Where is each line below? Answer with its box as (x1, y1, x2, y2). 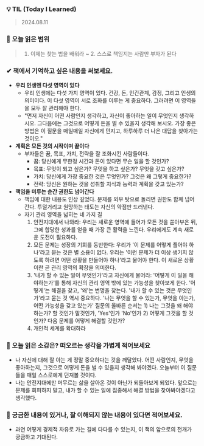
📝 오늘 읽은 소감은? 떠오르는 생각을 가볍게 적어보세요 (6, 341, 151, 349)
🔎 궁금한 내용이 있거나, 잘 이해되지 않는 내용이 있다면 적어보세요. (6, 411, 183, 419)
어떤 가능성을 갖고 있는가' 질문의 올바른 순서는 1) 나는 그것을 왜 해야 (33, 301, 194, 309)
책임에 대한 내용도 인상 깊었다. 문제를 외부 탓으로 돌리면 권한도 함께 (24, 195, 184, 202)
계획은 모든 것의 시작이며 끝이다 (15, 142, 90, 149)
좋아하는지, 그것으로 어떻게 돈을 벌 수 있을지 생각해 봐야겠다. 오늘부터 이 (15, 364, 186, 371)
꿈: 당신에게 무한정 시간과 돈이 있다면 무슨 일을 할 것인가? (33, 157, 169, 165)
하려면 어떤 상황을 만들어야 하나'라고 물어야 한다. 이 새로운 (44, 256, 183, 263)
